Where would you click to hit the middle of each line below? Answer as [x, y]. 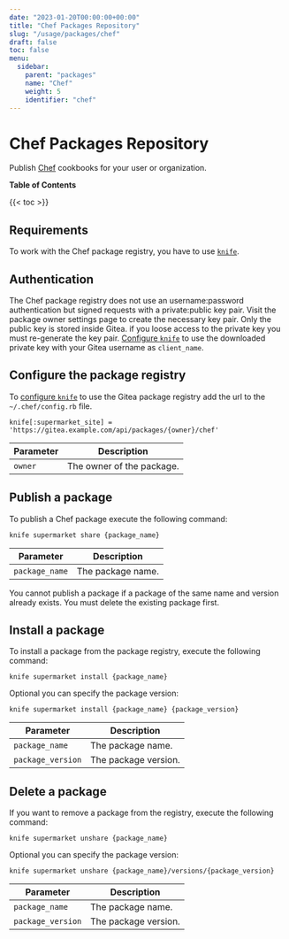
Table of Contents [43, 185]
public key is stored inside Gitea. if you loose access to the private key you [145, 328]
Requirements [49, 230]
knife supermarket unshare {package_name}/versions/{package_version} [142, 871]
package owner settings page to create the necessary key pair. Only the [141, 319]
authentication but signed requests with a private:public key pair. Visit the [143, 310]
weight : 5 [43, 91]
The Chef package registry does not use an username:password [127, 300]
